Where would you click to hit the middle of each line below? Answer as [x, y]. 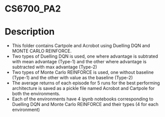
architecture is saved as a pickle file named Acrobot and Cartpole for [83, 88]
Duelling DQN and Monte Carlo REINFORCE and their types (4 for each [85, 104]
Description [30, 32]
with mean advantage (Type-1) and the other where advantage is [79, 62]
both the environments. [36, 94]
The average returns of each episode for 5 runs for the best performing [86, 83]
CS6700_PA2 [33, 9]
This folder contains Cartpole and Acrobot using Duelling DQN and [81, 46]
